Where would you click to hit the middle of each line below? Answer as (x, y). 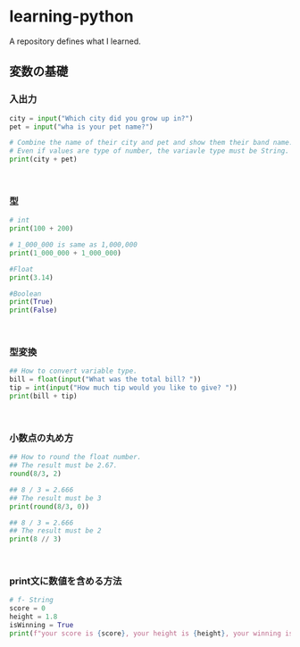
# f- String (31, 601)
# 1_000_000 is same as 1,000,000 (74, 245)
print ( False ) (33, 310)
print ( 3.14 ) (31, 277)
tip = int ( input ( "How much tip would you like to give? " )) (124, 388)
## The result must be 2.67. (63, 466)
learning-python (71, 17)
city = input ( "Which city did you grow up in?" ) (101, 118)
